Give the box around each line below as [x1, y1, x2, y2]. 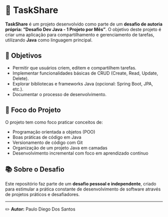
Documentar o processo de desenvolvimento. [12, 91, 106, 97]
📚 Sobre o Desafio [5, 165, 65, 173]
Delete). [12, 75, 29, 81]
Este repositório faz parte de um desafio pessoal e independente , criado [5, 181, 156, 187]
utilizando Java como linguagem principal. [5, 37, 92, 43]
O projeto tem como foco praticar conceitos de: [5, 119, 103, 125]
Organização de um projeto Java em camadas [12, 144, 107, 150]
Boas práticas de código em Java [12, 134, 81, 140]
